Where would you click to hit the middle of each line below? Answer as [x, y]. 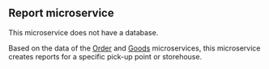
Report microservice [62, 13]
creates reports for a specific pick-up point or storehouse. [105, 56]
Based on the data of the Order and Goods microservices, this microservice [134, 48]
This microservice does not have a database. [83, 32]
